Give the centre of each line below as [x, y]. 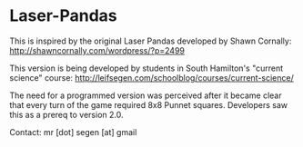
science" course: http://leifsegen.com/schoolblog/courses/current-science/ [151, 77]
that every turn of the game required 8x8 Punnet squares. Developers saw [149, 104]
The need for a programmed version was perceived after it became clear [146, 95]
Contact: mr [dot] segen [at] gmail [73, 132]
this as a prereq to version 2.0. [66, 114]
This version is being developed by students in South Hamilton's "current [146, 68]
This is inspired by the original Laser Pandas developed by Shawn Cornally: [151, 41]
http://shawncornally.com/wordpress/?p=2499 [97, 50]
